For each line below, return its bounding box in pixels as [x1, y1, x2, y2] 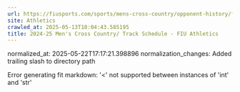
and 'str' [7, 79, 32, 87]
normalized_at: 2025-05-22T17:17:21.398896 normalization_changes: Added [7, 50, 232, 58]
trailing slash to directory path [7, 57, 96, 66]
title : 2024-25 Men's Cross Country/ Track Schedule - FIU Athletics [7, 30, 219, 38]
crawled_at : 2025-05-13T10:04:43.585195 [7, 23, 130, 30]
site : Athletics [7, 17, 56, 24]
